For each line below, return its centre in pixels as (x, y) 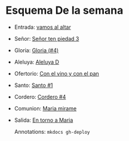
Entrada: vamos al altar (42, 27)
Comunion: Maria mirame (45, 108)
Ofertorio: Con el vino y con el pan (56, 73)
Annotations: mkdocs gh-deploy (52, 131)
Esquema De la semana (64, 10)
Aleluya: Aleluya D (36, 62)
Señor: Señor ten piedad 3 (47, 38)
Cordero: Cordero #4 (40, 97)
